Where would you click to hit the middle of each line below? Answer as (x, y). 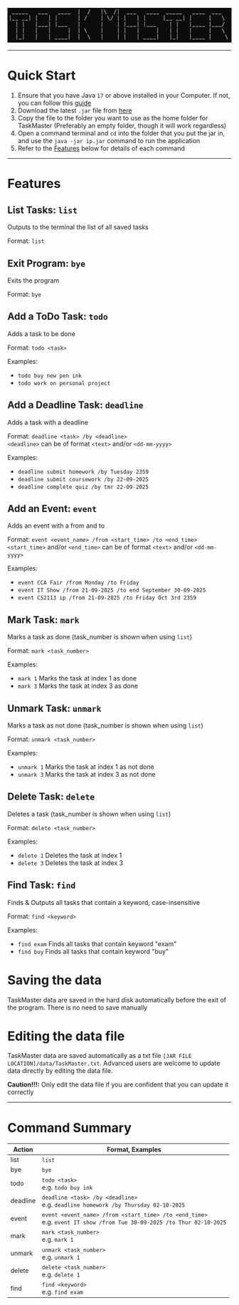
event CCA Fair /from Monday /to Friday (78, 583)
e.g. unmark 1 (61, 1257)
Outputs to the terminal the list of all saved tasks (78, 227)
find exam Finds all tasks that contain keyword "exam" (97, 943)
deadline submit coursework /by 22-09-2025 (83, 479)
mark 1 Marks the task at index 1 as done (77, 678)
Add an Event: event (52, 509)
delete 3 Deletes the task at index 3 (70, 863)
